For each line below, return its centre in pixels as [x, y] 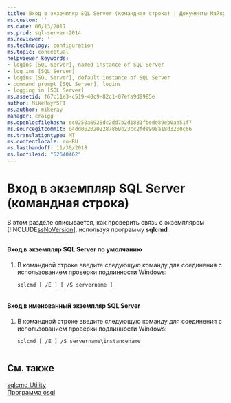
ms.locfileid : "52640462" [44, 155]
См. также [31, 368]
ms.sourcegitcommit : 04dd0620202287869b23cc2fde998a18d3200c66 [100, 129]
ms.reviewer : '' [30, 39]
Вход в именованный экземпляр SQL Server [74, 306]
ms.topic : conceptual [38, 52]
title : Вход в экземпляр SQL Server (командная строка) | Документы [107, 13]
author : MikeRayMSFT [37, 103]
